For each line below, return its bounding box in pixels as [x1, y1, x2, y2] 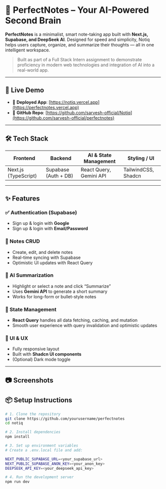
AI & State [87, 152, 112, 159]
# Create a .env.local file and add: [5, 448, 83, 452]
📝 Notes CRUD [5, 238, 41, 245]
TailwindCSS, [123, 166, 154, 173]
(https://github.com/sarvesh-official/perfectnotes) [12, 115, 115, 121]
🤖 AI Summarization [5, 272, 54, 279]
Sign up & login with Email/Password [12, 226, 88, 232]
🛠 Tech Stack [5, 134, 48, 143]
